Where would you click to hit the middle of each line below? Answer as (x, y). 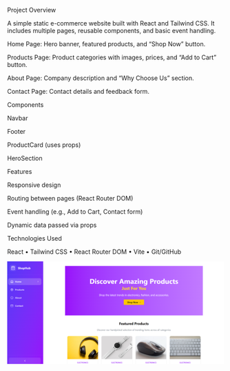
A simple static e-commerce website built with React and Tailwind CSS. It (111, 23)
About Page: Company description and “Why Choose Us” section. (101, 78)
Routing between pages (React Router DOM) (70, 198)
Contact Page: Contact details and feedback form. (79, 91)
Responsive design (34, 185)
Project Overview (32, 10)
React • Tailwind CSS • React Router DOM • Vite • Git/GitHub (94, 252)
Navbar (18, 118)
